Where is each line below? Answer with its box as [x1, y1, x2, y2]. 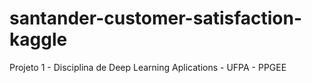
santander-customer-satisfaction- [9, 7, 303, 30]
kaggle [9, 28, 68, 51]
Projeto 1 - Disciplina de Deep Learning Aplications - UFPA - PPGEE [9, 61, 287, 73]
